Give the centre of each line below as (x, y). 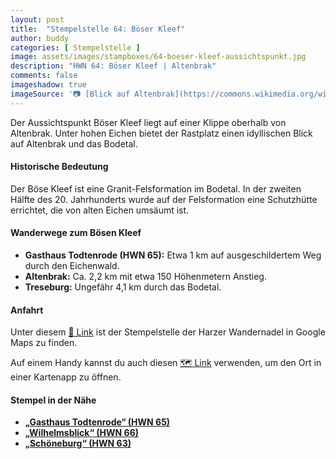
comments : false (44, 76)
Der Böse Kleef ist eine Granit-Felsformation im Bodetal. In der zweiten (156, 188)
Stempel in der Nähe (53, 400)
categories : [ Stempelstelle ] (75, 47)
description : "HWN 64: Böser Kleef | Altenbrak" (113, 66)
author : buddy (40, 38)
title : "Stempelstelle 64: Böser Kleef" (98, 29)
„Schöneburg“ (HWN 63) (78, 443)
